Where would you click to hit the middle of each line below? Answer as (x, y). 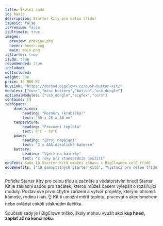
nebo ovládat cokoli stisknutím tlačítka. (44, 204)
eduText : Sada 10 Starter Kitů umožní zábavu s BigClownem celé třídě (78, 163)
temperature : (27, 122)
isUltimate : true (23, 32)
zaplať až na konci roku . (30, 218)
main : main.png (25, 50)
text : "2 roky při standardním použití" (64, 158)
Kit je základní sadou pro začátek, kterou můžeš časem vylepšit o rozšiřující (81, 186)
